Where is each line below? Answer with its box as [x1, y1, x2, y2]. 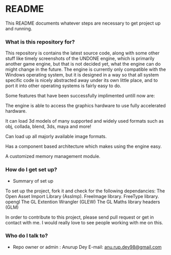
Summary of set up [12, 178, 54, 184]
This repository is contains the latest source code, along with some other [5, 50, 160, 56]
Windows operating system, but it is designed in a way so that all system [5, 72, 159, 78]
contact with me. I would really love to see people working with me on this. [5, 219, 163, 226]
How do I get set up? [5, 166, 58, 173]
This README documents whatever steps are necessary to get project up [5, 20, 161, 26]
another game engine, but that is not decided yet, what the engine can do [5, 61, 161, 67]
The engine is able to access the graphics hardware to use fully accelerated [5, 103, 166, 109]
